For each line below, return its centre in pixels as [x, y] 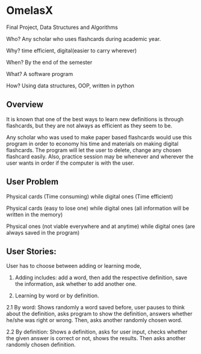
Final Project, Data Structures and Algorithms [62, 27]
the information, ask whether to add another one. [76, 284]
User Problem [32, 182]
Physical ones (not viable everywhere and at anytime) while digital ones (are [101, 226]
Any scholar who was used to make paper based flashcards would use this [99, 137]
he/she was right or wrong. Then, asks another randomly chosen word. [94, 320]
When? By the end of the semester [49, 62]
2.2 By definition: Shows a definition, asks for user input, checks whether [97, 332]
